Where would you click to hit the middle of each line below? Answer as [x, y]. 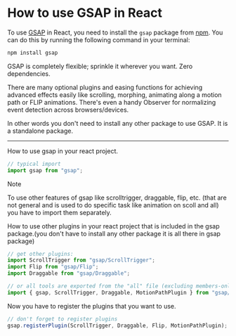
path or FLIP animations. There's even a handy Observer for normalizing [112, 102]
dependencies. [29, 73]
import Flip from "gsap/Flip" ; [53, 267]
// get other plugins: [40, 254]
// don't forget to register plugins [63, 319]
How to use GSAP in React [85, 13]
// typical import [34, 164]
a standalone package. [40, 131]
